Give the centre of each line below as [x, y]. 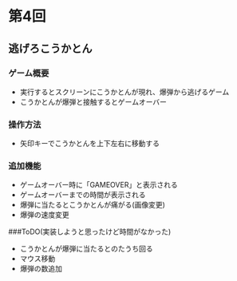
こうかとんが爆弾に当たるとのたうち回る [86, 249]
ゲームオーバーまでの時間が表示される [83, 195]
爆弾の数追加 [41, 269]
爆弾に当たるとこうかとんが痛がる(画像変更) [93, 205]
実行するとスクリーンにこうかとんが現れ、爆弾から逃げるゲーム [124, 92]
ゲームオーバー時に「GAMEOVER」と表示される [99, 185]
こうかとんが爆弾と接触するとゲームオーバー [93, 101]
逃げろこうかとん [50, 48]
